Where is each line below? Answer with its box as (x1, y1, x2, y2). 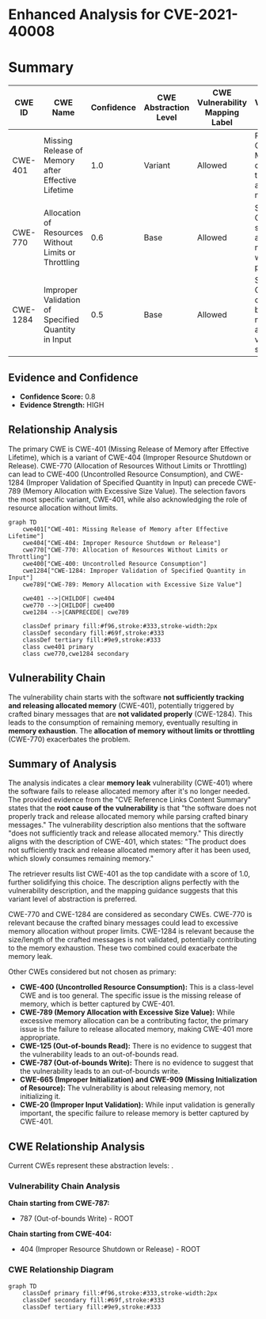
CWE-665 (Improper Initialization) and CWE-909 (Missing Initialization (19, 1075, 257, 1085)
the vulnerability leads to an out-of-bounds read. (19, 1050, 179, 1059)
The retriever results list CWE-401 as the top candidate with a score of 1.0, (8, 869, 251, 879)
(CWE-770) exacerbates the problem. (8, 734, 131, 744)
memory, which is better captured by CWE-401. (19, 999, 176, 1009)
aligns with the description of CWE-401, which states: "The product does (8, 837, 247, 847)
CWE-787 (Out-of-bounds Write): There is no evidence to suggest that (19, 1058, 254, 1067)
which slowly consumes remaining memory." (8, 854, 154, 863)
